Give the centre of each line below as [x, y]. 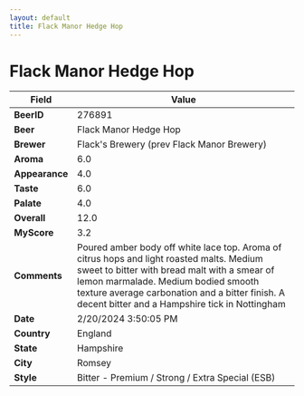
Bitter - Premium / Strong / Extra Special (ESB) [176, 378]
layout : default [40, 18]
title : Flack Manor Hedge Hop [66, 26]
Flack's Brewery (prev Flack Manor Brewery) [171, 144]
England [94, 333]
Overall [30, 218]
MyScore [34, 233]
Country [32, 333]
